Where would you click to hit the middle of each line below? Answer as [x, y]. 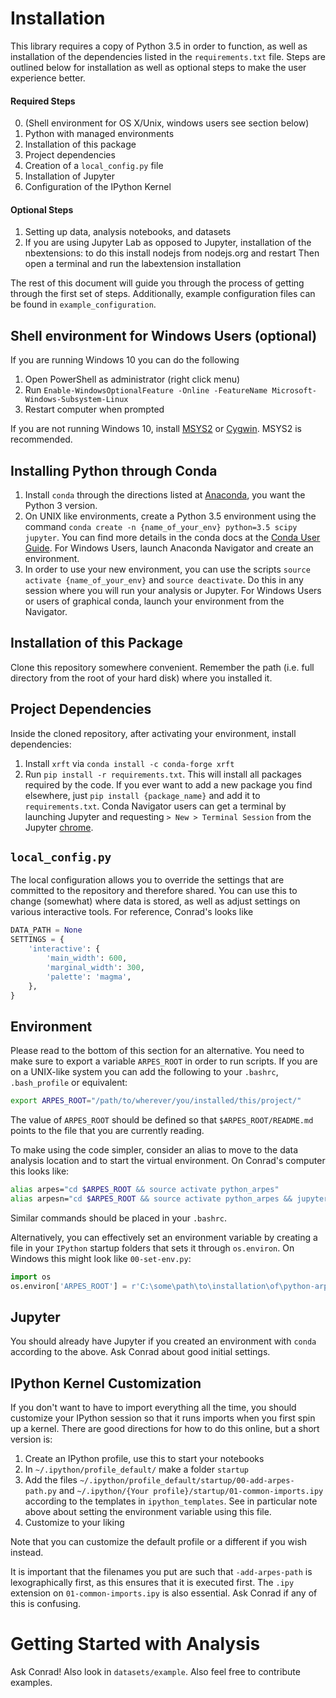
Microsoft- [294, 391]
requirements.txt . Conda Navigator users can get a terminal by [155, 806]
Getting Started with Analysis [135, 1644]
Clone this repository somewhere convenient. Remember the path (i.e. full [162, 667]
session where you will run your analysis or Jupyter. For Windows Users [173, 590]
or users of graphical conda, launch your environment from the [154, 601]
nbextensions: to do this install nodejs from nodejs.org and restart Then [172, 253]
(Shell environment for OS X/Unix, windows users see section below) [167, 123]
